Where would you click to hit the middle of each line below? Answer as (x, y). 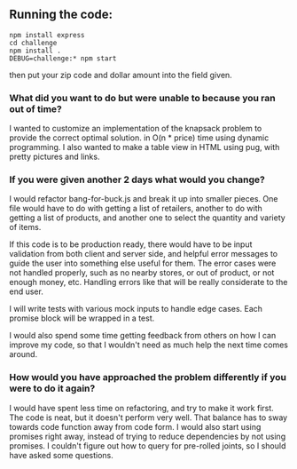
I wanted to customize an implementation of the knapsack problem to (136, 129)
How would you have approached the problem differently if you (148, 378)
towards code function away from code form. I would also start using (135, 426)
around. (23, 354)
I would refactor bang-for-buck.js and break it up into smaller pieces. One (144, 199)
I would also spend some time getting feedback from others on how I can (143, 336)
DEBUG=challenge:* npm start (63, 58)
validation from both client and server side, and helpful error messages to (143, 254)
